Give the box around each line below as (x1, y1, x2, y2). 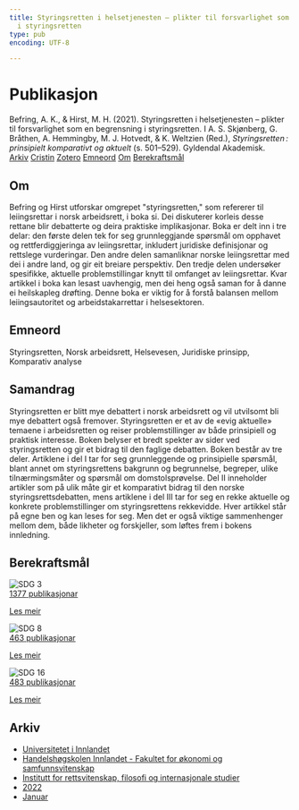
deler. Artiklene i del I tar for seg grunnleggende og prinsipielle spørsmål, (9, 453, 278, 464)
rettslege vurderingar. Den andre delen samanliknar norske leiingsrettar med (9, 250, 290, 260)
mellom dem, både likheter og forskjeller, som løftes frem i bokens (9, 520, 253, 531)
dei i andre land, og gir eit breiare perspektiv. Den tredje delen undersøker (9, 259, 281, 269)
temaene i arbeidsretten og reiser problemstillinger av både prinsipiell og (9, 424, 277, 435)
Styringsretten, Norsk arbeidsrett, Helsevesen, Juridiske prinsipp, (9, 346, 250, 357)
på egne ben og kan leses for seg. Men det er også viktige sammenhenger (9, 510, 284, 521)
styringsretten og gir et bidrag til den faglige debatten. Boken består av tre (9, 444, 283, 455)
